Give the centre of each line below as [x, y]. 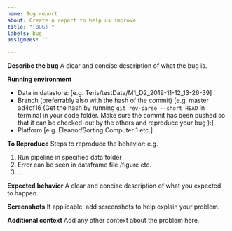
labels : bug [25, 33]
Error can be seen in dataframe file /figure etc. [84, 164]
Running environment [40, 79]
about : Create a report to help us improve [72, 20]
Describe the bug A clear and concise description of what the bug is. [107, 66]
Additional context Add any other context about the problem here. [103, 220]
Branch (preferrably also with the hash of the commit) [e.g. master [113, 100]
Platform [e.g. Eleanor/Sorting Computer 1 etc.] [85, 130]
